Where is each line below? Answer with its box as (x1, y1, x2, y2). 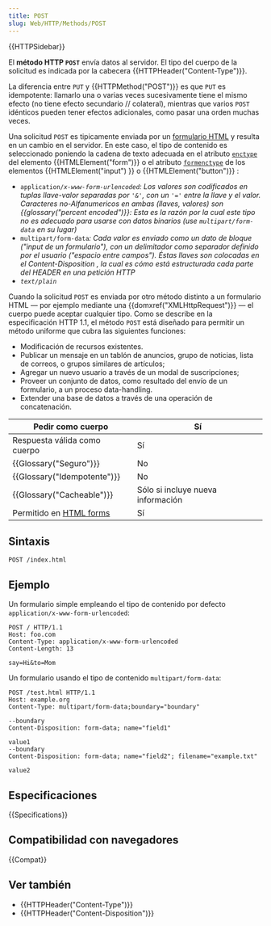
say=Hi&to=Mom (8, 659, 56, 667)
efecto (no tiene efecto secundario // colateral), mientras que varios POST (8, 99, 250, 108)
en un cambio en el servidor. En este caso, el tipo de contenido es (8, 140, 227, 149)
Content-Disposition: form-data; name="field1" (8, 724, 172, 732)
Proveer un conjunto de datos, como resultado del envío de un (19, 376, 228, 385)
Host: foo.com (8, 631, 56, 639)
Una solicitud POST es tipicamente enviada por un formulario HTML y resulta (8, 131, 260, 141)
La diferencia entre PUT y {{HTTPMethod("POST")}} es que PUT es (8, 82, 226, 91)
